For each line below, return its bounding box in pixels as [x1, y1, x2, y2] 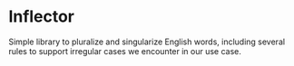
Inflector [8, 6, 74, 27]
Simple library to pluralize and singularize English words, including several [8, 36, 286, 47]
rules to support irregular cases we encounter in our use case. [8, 45, 242, 56]
